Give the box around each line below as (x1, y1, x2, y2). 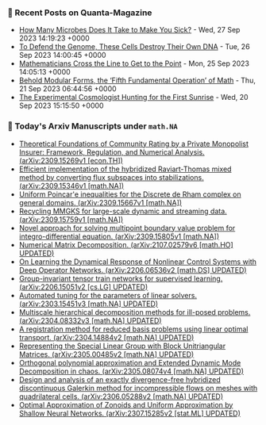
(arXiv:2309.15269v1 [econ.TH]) (18, 155, 124, 165)
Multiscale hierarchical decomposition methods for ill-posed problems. (18, 307, 251, 316)
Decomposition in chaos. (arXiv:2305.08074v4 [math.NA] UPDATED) (18, 366, 244, 376)
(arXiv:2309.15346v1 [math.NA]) (18, 181, 125, 190)
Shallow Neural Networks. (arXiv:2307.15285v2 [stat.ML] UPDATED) (18, 408, 241, 418)
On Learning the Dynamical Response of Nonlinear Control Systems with (18, 257, 257, 266)
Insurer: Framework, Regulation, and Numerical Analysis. (18, 147, 205, 157)
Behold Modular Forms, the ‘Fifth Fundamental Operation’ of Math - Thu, (18, 75, 256, 86)
